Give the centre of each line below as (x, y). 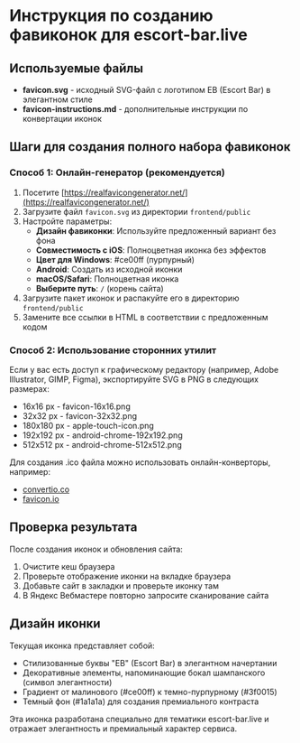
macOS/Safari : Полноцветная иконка (107, 279)
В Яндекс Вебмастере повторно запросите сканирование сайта (145, 595)
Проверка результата (73, 528)
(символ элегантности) (67, 682)
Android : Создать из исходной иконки (109, 269)
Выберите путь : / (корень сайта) (100, 288)
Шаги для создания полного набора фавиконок (150, 147)
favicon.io (41, 498)
